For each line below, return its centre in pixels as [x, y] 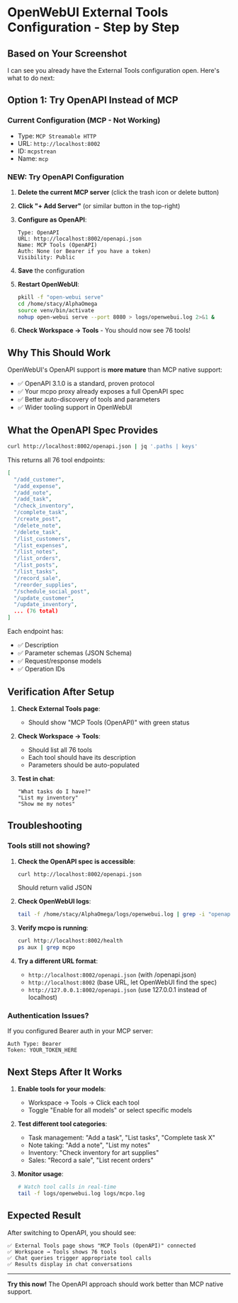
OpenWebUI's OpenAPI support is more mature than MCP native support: [115, 370]
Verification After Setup [61, 692]
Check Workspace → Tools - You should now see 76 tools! [104, 331]
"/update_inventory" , [46, 605]
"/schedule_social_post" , [52, 591]
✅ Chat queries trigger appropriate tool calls [80, 1258]
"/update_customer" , [44, 598]
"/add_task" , [33, 499]
